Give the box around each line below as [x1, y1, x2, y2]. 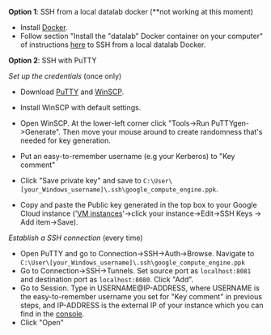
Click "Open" [19, 318, 65, 327]
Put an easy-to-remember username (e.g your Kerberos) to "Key [19, 152, 235, 161]
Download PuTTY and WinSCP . [19, 87, 125, 97]
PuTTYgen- [211, 118, 249, 128]
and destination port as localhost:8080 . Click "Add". [19, 275, 194, 284]
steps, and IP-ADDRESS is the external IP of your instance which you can [19, 300, 264, 310]
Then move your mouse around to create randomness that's [61, 127, 263, 136]
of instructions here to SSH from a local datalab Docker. [19, 40, 206, 49]
